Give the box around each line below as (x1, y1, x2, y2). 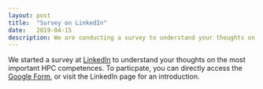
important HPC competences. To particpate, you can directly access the (8, 64, 243, 73)
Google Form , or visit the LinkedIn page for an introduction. (8, 72, 200, 81)
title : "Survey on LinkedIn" (8, 19, 108, 27)
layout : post (8, 11, 51, 20)
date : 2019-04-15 (8, 26, 72, 34)
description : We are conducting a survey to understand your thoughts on (8, 33, 256, 42)
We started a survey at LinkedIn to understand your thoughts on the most (8, 55, 246, 65)
